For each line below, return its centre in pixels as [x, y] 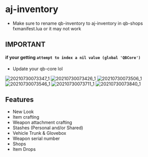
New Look [23, 112]
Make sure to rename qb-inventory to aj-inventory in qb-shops [78, 23]
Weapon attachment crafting [42, 123]
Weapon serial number [36, 139]
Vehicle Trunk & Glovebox [39, 133]
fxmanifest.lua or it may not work [47, 28]
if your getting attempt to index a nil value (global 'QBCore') [73, 57]
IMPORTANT [25, 45]
